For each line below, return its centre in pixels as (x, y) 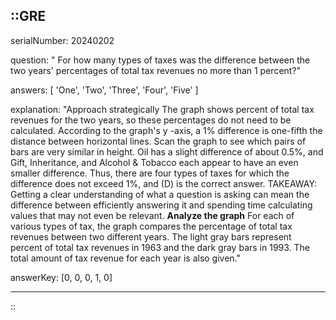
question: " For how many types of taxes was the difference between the (160, 60)
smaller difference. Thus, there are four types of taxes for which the (150, 173)
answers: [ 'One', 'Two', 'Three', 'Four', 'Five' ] (104, 90)
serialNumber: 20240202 (62, 40)
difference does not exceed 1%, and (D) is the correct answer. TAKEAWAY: (164, 183)
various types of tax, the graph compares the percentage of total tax (151, 226)
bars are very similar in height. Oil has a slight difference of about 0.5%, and (167, 151)
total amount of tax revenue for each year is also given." (126, 258)
